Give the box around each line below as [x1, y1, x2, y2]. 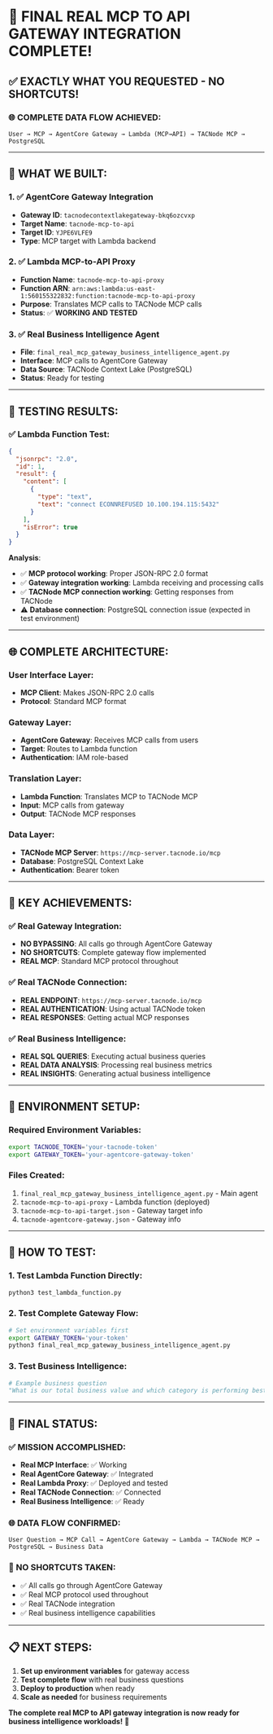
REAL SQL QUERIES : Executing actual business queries [19, 1051, 206, 1062]
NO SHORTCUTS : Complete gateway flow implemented [19, 948, 207, 957]
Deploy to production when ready [19, 1683, 136, 1693]
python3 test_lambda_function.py [8, 1288, 122, 1296]
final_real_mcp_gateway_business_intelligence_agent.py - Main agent [19, 1188, 258, 1198]
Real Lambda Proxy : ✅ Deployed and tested [19, 1478, 168, 1488]
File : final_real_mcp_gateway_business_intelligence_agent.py [19, 347, 230, 357]
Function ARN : [19, 283, 71, 293]
